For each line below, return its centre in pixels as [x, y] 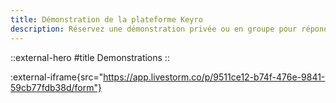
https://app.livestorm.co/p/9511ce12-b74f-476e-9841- [214, 77]
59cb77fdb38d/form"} [56, 87]
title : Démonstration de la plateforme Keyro [106, 19]
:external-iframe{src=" [57, 77]
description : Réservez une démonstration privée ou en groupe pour [154, 29]
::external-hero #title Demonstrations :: [90, 57]
